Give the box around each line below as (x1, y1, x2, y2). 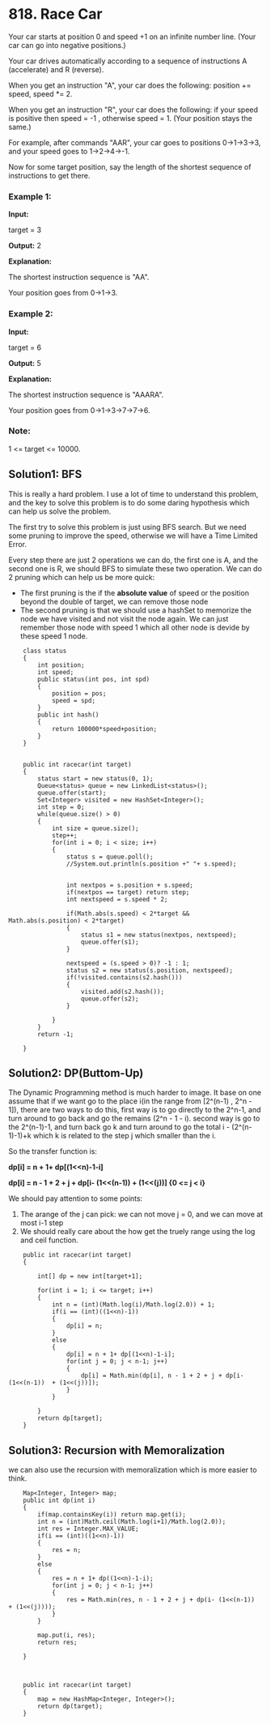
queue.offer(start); (37, 789, 107, 797)
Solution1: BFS (8, 467, 83, 481)
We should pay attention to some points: (8, 1194, 143, 1203)
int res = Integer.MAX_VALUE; (37, 1525, 139, 1534)
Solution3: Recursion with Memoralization (8, 1443, 225, 1457)
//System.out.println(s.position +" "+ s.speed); (66, 859, 237, 868)
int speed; (37, 668, 74, 676)
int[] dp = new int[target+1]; (37, 1272, 143, 1280)
